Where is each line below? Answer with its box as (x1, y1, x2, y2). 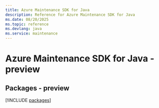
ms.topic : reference (5, 21, 49, 27)
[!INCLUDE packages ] (5, 97, 51, 103)
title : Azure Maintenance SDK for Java (5, 7, 90, 13)
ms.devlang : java (5, 26, 42, 31)
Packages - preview (5, 84, 70, 92)
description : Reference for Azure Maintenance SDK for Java (5, 12, 136, 17)
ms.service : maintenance (5, 31, 58, 36)
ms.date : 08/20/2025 (5, 17, 49, 22)
